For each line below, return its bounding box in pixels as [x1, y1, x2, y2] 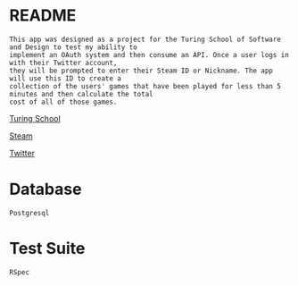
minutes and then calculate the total [9, 89, 153, 98]
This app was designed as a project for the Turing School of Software [9, 35, 281, 44]
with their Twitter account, [9, 58, 118, 67]
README [9, 5, 77, 26]
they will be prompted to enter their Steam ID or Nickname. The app [9, 66, 274, 75]
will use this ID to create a [9, 73, 122, 83]
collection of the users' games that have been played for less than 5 [9, 81, 281, 90]
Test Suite [9, 239, 86, 259]
